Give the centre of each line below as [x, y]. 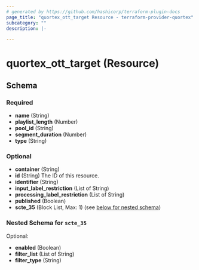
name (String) [32, 115]
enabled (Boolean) [38, 247]
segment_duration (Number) [51, 134]
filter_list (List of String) [45, 254]
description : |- [26, 28]
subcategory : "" [26, 23]
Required [20, 102]
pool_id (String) [34, 128]
